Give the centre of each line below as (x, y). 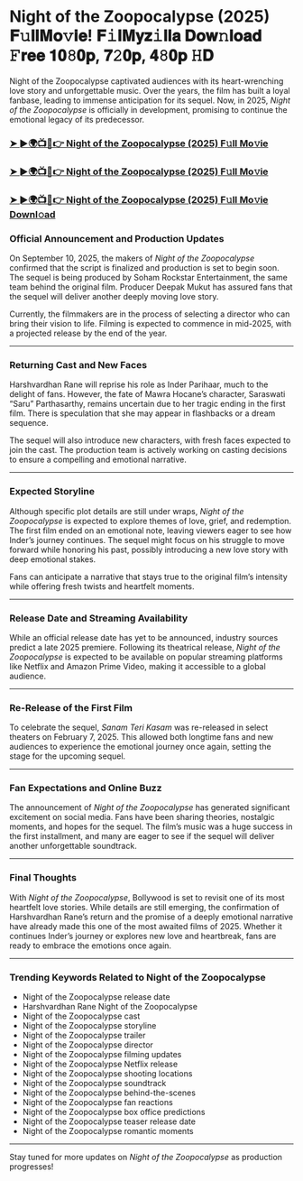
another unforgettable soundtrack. (73, 846)
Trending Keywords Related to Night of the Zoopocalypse (138, 977)
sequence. (29, 423)
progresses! (32, 1167)
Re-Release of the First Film (71, 707)
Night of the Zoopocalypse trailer (84, 1036)
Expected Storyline (52, 492)
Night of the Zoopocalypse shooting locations (107, 1074)
